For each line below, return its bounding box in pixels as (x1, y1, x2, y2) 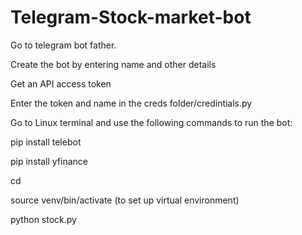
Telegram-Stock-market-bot (10, 6, 252, 29)
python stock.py (10, 213, 77, 225)
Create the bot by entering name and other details (10, 58, 217, 70)
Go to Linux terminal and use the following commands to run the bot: (10, 116, 293, 128)
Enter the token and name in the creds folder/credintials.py (10, 97, 253, 109)
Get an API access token (10, 77, 112, 90)
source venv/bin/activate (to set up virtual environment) (10, 194, 240, 206)
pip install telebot (10, 136, 82, 148)
